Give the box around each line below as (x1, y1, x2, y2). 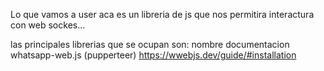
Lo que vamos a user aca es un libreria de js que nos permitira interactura (10, 9, 315, 20)
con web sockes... (10, 19, 86, 31)
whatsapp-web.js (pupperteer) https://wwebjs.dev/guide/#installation (10, 49, 297, 61)
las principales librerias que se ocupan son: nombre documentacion (10, 39, 290, 50)
